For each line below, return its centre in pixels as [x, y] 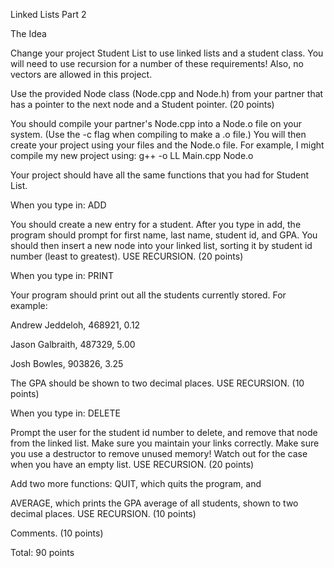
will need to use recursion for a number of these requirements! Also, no [157, 63]
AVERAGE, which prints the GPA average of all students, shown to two [154, 503]
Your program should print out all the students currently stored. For [148, 295]
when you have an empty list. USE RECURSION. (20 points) [132, 464]
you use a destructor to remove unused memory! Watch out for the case [159, 453]
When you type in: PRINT [62, 275]
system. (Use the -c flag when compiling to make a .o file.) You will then [158, 134]
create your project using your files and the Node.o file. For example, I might [167, 145]
